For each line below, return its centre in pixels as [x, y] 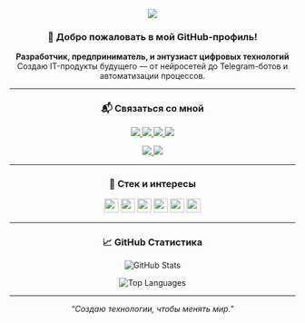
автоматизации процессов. [152, 76]
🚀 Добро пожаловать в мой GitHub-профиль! [152, 36]
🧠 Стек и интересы [152, 183]
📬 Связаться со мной [152, 109]
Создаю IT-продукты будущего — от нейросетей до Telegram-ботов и [152, 66]
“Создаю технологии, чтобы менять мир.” [152, 309]
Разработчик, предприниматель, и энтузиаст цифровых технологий [152, 57]
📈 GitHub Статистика [152, 242]
